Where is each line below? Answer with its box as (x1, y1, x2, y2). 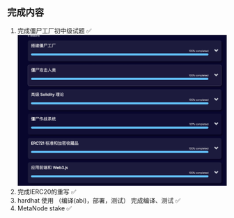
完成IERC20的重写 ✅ (17, 187, 77, 196)
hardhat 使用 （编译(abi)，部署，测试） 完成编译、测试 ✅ (17, 196, 181, 205)
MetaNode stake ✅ (17, 204, 72, 212)
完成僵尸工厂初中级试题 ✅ (17, 26, 92, 35)
